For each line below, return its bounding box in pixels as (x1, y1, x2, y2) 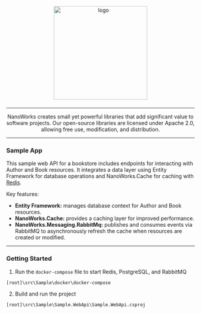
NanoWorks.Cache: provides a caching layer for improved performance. (14, 215, 194, 222)
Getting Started (6, 254, 52, 263)
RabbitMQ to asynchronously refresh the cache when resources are (14, 227, 182, 235)
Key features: (6, 191, 39, 198)
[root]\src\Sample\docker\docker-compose (6, 279, 111, 286)
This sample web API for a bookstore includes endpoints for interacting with (6, 160, 193, 167)
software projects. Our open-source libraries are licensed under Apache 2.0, (6, 120, 195, 126)
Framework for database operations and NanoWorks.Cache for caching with (6, 173, 194, 180)
